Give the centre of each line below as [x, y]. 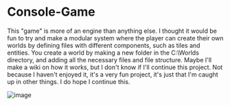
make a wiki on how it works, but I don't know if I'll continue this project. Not [115, 67]
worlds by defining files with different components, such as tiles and [104, 45]
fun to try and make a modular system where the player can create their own [115, 38]
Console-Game [51, 12]
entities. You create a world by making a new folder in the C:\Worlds [103, 53]
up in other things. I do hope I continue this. [69, 81]
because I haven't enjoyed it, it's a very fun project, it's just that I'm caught [113, 74]
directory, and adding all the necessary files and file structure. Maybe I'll [109, 59]
